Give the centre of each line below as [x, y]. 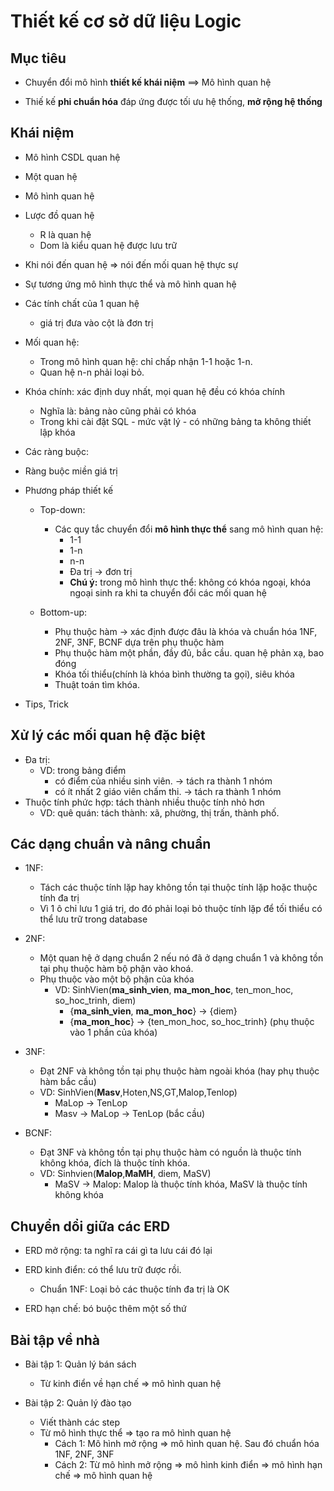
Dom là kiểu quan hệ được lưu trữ [108, 245]
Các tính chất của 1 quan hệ [82, 303]
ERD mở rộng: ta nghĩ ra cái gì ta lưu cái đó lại [118, 1251]
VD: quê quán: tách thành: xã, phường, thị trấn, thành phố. [159, 812]
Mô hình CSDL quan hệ [72, 157]
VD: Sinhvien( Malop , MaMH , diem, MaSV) [125, 1174]
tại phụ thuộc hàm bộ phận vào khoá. [116, 969]
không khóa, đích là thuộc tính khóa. [115, 1163]
